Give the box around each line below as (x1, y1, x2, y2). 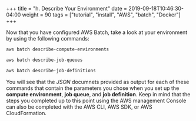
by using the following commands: (6, 35, 89, 42)
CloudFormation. (6, 109, 47, 116)
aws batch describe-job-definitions (6, 68, 96, 73)
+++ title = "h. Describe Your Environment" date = (6, 5, 128, 12)
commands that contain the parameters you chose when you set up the (6, 85, 180, 92)
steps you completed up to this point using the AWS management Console (6, 97, 187, 104)
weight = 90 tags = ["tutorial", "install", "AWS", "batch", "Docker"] (22, 11, 181, 18)
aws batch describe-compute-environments (6, 46, 109, 52)
